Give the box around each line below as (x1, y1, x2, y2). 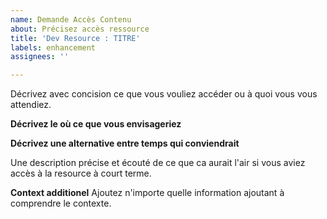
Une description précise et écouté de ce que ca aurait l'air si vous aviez (10, 157, 306, 169)
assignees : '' (10, 52, 70, 62)
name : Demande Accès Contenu (10, 14, 132, 25)
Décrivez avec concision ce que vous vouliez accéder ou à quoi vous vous (10, 88, 318, 100)
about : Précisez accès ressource (10, 24, 150, 34)
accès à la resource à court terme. (10, 167, 152, 180)
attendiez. (10, 99, 52, 111)
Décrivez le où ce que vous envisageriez (10, 118, 182, 130)
